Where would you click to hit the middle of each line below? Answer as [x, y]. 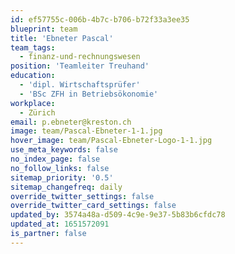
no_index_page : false [55, 159]
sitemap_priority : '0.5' [62, 177]
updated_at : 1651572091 [60, 224]
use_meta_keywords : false [64, 150]
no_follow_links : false [60, 168]
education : [33, 76]
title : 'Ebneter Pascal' [62, 38]
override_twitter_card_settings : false [93, 206]
